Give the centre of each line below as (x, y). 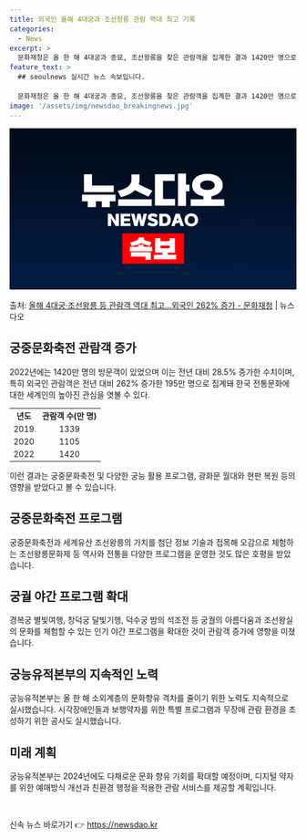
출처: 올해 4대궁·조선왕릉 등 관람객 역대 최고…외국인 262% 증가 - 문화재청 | (143, 305)
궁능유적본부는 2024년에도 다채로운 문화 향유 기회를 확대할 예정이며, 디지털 (143, 776)
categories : (32, 29)
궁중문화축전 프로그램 (66, 518)
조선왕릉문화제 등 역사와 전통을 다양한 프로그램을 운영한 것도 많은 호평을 (147, 554)
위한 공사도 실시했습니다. (77, 721)
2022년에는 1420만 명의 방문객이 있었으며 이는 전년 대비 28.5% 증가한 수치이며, (152, 372)
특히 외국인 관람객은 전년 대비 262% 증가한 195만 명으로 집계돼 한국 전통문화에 (149, 383)
